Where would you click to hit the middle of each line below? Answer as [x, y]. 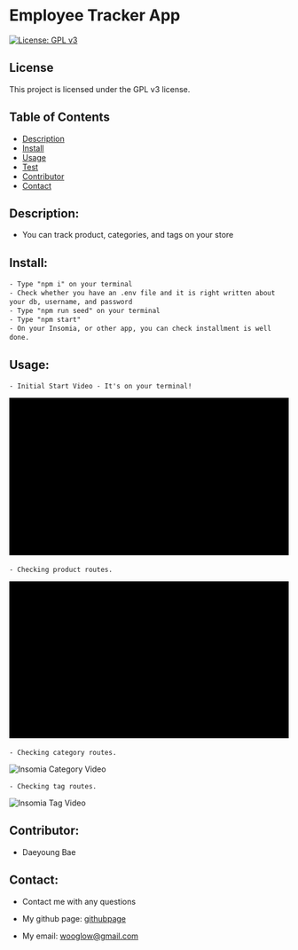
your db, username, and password [71, 302]
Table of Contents [60, 118]
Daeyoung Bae [49, 852]
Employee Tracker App [95, 16]
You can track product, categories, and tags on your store [128, 235]
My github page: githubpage [74, 918]
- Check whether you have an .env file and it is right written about [142, 294]
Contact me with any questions [78, 901]
